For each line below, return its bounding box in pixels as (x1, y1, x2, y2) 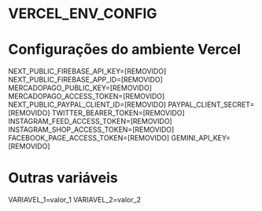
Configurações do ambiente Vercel (8, 41, 242, 59)
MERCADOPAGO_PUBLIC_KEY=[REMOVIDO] (8, 83, 152, 93)
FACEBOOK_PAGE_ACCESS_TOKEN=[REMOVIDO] (8, 133, 170, 143)
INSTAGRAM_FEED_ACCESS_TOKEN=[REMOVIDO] (8, 117, 173, 126)
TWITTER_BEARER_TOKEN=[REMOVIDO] (51, 108, 185, 118)
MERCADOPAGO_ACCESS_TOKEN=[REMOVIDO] (8, 92, 165, 101)
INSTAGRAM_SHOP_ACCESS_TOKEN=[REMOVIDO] (8, 125, 175, 134)
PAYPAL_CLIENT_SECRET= (168, 100, 255, 110)
